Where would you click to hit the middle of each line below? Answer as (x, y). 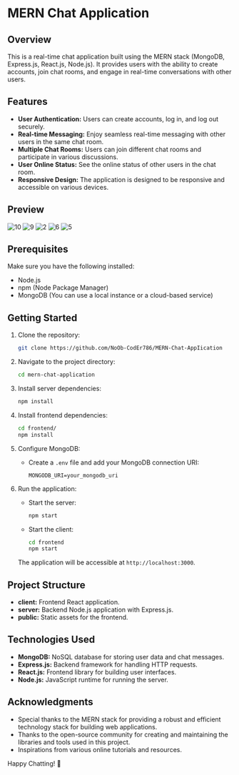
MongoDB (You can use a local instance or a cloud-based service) (115, 295)
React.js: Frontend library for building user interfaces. (97, 672)
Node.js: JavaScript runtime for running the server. (93, 679)
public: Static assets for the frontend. (73, 617)
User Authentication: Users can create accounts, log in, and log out (118, 118)
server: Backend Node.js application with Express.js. (95, 610)
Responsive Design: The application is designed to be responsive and (121, 179)
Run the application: (47, 488)
